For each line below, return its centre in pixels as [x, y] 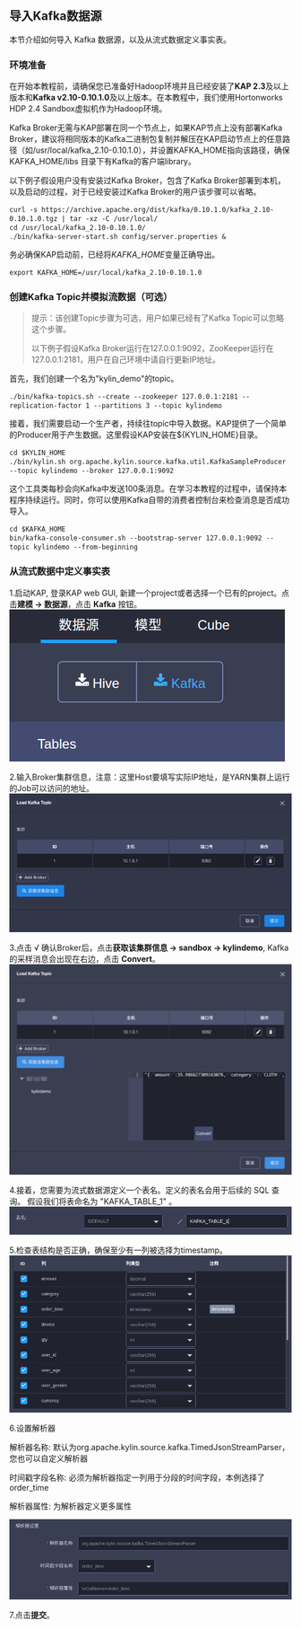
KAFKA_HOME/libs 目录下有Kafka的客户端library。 [103, 162]
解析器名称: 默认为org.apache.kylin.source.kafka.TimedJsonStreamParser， [150, 1447]
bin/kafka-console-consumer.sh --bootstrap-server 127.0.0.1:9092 [136, 538]
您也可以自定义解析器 [48, 1458]
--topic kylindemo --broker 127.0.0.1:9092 [92, 471]
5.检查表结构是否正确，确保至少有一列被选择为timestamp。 [119, 1250]
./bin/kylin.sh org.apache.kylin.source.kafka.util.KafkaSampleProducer [148, 462]
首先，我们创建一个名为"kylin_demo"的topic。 [94, 379]
